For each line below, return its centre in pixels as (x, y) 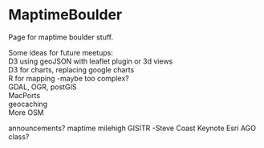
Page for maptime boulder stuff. (61, 37)
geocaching (28, 104)
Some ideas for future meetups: (61, 52)
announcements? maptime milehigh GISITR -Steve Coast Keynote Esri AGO (132, 128)
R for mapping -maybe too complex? (69, 78)
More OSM (26, 112)
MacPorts (24, 95)
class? (19, 136)
